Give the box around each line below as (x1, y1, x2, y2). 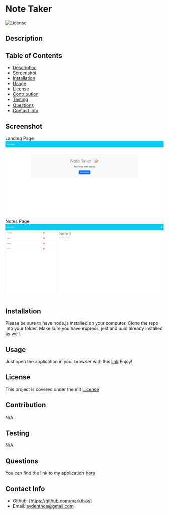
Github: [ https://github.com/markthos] (12, 498, 92, 504)
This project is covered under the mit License (5, 386, 99, 392)
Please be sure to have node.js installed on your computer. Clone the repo (5, 320, 159, 326)
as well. (5, 331, 21, 337)
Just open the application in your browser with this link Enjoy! (5, 359, 132, 364)
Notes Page (5, 218, 30, 224)
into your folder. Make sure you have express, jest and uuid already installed (5, 325, 163, 332)
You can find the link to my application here (5, 470, 95, 476)
